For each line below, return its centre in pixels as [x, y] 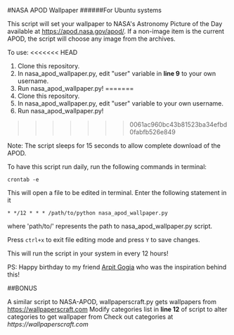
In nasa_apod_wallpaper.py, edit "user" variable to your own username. [120, 103]
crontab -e [23, 179]
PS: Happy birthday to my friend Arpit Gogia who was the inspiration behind [117, 267]
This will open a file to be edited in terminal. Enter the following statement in [117, 192]
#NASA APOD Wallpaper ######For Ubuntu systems [84, 10]
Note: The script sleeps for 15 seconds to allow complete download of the [114, 146]
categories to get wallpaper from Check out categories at [90, 317]
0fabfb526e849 [152, 132]
